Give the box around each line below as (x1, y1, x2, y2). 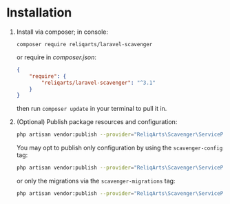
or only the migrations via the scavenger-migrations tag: (16, 177, 176, 185)
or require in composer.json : (16, 53, 97, 61)
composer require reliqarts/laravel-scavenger (16, 41, 153, 48)
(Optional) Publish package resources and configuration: (16, 118, 178, 126)
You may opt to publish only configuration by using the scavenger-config (16, 143, 223, 152)
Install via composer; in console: (16, 28, 108, 36)
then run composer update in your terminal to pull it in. (16, 105, 167, 113)
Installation (6, 5, 72, 21)
